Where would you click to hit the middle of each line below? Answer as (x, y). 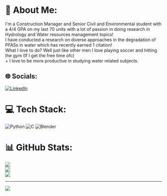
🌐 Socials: (21, 76)
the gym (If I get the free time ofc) (40, 55)
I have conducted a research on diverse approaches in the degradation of (81, 40)
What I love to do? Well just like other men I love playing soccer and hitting (81, 50)
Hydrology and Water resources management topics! (59, 34)
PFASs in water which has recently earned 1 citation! (59, 45)
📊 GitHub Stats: (39, 147)
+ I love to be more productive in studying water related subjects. (72, 61)
